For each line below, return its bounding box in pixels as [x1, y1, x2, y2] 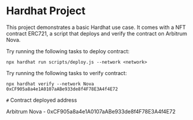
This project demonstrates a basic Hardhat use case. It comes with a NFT [6, 24, 186, 31]
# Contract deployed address [6, 96, 77, 103]
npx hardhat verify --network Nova [6, 81, 94, 87]
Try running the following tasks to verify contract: [6, 69, 127, 76]
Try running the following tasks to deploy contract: [6, 47, 129, 54]
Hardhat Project [6, 4, 86, 18]
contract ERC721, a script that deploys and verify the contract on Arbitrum [6, 30, 188, 37]
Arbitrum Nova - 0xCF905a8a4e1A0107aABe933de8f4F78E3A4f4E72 [6, 108, 176, 115]
